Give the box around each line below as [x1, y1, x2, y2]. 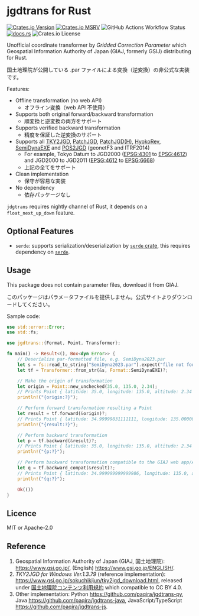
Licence [6, 508, 37, 518]
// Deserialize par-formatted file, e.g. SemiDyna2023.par [17, 356, 166, 362]
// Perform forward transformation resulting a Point [17, 405, 152, 411]
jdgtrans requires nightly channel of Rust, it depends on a [6, 203, 148, 210]
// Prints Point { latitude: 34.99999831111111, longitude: [17, 416, 168, 422]
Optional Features [6, 226, 74, 236]
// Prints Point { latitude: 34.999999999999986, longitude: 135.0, [17, 470, 190, 476]
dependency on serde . [15, 248, 70, 255]
